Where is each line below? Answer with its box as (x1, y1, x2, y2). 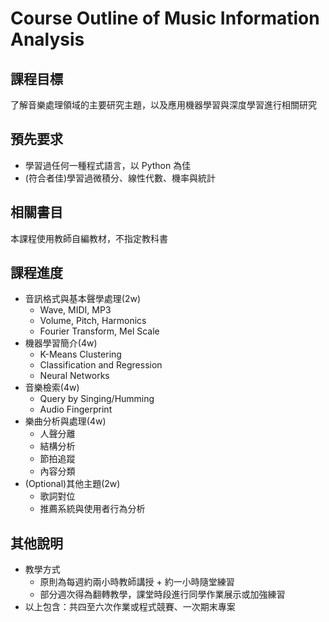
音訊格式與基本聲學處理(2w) (24, 293, 142, 305)
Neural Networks (39, 370, 110, 382)
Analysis (10, 28, 85, 51)
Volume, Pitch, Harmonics (39, 315, 147, 327)
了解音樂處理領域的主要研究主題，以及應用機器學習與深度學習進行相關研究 (10, 99, 317, 111)
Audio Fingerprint (39, 403, 113, 416)
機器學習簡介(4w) (24, 337, 98, 349)
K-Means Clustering (39, 348, 122, 361)
